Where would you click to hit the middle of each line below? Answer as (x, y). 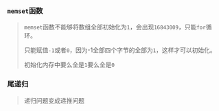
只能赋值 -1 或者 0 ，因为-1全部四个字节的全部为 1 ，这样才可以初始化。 (120, 50)
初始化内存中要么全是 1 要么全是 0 (69, 65)
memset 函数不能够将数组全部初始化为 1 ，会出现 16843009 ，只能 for (115, 27)
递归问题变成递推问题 (54, 100)
